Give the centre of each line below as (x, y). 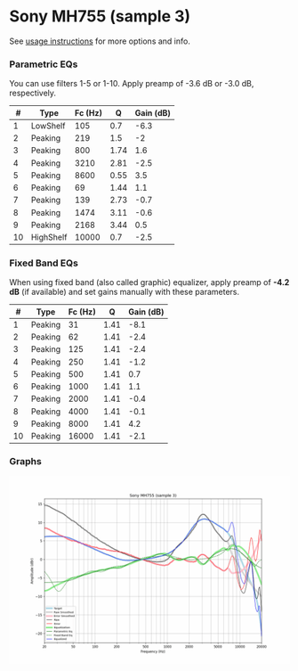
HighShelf (49, 237)
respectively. (32, 93)
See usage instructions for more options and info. (100, 41)
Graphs (25, 462)
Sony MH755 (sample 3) (100, 16)
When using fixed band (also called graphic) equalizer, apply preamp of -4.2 (149, 282)
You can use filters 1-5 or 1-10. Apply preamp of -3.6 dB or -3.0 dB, (132, 84)
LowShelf (48, 126)
